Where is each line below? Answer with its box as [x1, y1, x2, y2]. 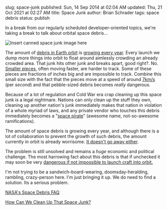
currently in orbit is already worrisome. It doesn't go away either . [5, 138, 139, 145]
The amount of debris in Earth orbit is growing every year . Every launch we [5, 50, 160, 55]
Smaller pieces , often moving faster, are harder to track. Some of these [5, 65, 152, 72]
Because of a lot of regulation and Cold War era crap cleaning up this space [5, 92, 162, 97]
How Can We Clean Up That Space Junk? [5, 199, 91, 205]
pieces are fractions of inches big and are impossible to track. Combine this [5, 71, 161, 77]
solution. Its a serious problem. [5, 180, 69, 185]
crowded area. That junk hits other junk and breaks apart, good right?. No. [5, 60, 158, 66]
